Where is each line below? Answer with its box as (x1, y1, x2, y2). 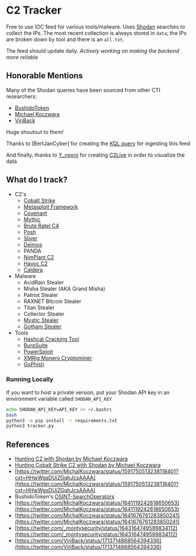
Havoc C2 (23, 260, 48, 267)
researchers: (6, 92, 37, 100)
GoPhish (23, 360, 44, 368)
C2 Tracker (6, 4, 62, 17)
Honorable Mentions (6, 71, 83, 81)
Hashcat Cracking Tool (23, 335, 80, 343)
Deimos (23, 241, 43, 248)
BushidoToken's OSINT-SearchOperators (14, 493, 115, 500)
